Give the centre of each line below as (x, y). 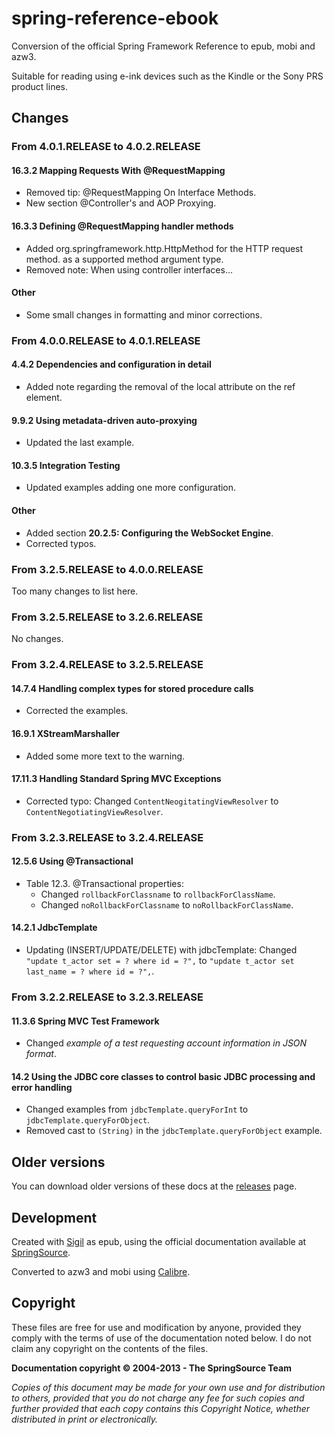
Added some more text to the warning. (105, 756)
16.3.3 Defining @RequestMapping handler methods (122, 226)
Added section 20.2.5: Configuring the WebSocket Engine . (149, 533)
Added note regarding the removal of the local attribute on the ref (160, 386)
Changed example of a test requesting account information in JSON (166, 1043)
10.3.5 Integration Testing (66, 465)
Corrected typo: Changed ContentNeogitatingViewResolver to (152, 801)
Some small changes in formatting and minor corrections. (144, 314)
